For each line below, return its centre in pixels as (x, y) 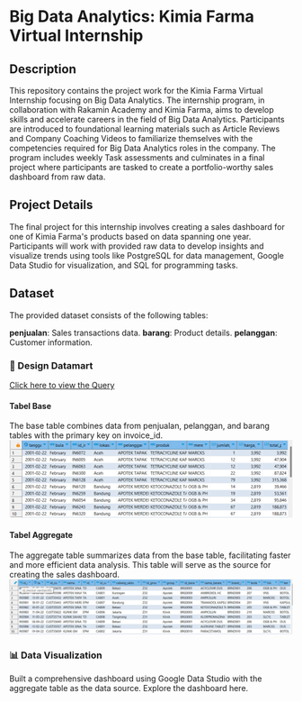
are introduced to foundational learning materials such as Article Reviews (145, 129)
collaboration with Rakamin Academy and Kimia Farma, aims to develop (142, 109)
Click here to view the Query (62, 385)
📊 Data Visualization (56, 655)
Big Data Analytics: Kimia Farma (132, 17)
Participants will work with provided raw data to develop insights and (137, 246)
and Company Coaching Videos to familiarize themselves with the (131, 138)
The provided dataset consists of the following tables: (109, 315)
